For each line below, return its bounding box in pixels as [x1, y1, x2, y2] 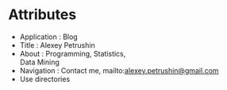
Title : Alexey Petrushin [19, 40, 95, 49]
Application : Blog [19, 32, 78, 41]
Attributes [8, 6, 77, 24]
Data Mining [19, 57, 60, 67]
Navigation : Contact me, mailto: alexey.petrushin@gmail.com [19, 65, 220, 75]
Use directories [19, 74, 71, 84]
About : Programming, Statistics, [19, 49, 126, 58]
